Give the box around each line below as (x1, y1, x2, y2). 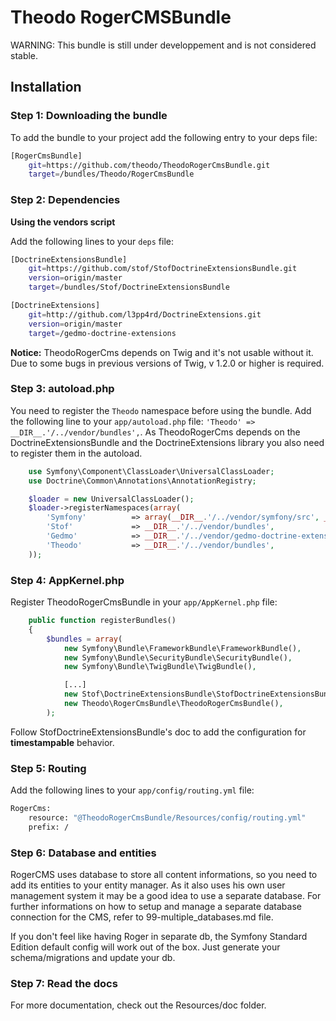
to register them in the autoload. (10, 447, 143, 459)
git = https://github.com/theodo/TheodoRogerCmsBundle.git (28, 160, 271, 170)
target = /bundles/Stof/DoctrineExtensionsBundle (28, 282, 230, 293)
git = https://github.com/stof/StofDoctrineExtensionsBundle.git (28, 264, 298, 274)
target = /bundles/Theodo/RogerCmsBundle (28, 169, 195, 180)
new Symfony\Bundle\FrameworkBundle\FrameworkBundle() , (63, 643, 302, 653)
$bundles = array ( (46, 634, 123, 644)
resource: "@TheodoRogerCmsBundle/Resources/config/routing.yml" (28, 812, 307, 823)
